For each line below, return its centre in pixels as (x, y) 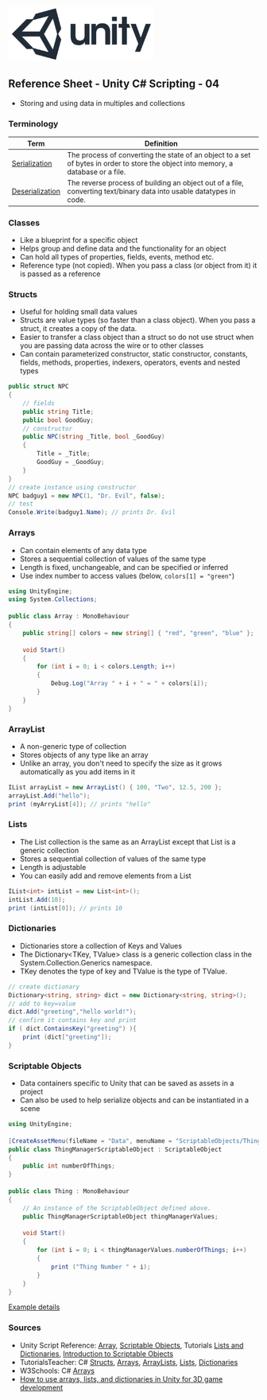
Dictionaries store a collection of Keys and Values (101, 946)
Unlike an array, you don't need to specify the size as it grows (121, 763)
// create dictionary (44, 987)
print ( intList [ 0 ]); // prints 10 (66, 908)
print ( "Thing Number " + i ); (101, 1267)
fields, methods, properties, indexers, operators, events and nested (130, 363)
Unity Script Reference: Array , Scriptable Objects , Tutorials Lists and (132, 1345)
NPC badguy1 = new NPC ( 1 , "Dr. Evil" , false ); (87, 496)
